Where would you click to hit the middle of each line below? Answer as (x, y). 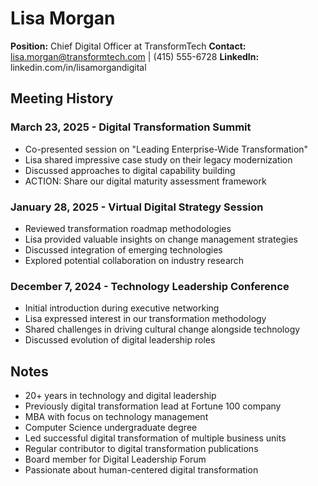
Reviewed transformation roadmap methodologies (128, 228)
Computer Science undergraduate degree (111, 428)
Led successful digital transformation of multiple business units (155, 438)
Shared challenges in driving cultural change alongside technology (162, 329)
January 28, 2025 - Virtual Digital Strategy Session (137, 207)
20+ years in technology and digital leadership (120, 396)
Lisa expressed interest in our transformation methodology (145, 319)
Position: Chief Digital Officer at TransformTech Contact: (128, 46)
